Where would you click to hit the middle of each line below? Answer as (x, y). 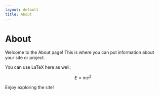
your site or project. (25, 58)
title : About (19, 14)
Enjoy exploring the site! (30, 88)
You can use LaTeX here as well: (38, 67)
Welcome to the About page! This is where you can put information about (80, 52)
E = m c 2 (83, 77)
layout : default (22, 10)
